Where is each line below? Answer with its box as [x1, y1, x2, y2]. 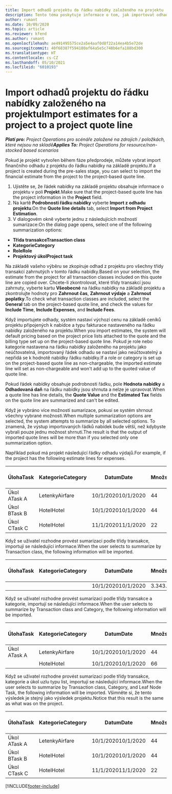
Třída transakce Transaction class [12, 237, 85, 243]
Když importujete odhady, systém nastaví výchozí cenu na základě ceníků [5, 317, 161, 323]
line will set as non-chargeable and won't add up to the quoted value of [5, 366, 156, 372]
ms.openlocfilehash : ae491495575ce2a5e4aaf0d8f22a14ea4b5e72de [5, 41, 143, 46]
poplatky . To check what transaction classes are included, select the [5, 296, 149, 302]
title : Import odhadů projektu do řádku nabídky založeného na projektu [5, 7, 164, 13]
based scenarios [23, 147, 59, 154]
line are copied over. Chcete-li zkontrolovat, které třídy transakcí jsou [5, 280, 151, 286]
